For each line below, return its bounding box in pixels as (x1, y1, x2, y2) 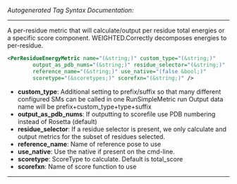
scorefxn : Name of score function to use (17, 162, 137, 171)
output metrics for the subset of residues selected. (17, 132, 166, 140)
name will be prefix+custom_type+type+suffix (17, 102, 152, 111)
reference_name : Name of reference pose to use (17, 140, 162, 148)
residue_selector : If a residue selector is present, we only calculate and (17, 125, 227, 133)
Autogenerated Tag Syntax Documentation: (7, 6, 134, 14)
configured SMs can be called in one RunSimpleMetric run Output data (17, 94, 224, 103)
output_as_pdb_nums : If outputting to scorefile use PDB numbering (17, 109, 216, 118)
